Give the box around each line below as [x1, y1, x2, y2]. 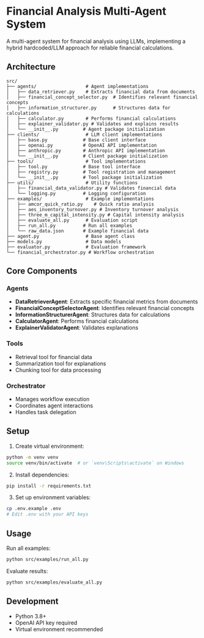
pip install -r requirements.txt [6, 483, 92, 489]
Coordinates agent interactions [15, 402, 93, 409]
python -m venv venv [6, 454, 59, 460]
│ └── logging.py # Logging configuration [6, 190, 147, 196]
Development [6, 596, 59, 607]
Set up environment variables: [15, 494, 91, 501]
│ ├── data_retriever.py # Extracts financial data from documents [6, 89, 195, 95]
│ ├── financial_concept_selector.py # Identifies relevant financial [6, 94, 199, 100]
